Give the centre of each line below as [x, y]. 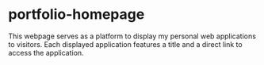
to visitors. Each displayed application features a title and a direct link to [126, 44]
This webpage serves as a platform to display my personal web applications [132, 36]
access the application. [46, 52]
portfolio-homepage [77, 14]
